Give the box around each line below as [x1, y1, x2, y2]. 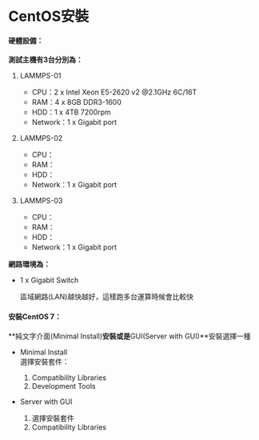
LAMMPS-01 [19, 71, 62, 81]
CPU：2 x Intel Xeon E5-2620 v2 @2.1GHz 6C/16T [31, 87, 197, 97]
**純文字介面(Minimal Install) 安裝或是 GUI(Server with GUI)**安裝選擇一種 [8, 331, 251, 341]
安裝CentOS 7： [8, 311, 62, 321]
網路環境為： [8, 259, 50, 269]
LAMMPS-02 [19, 134, 63, 143]
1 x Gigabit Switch [19, 275, 79, 285]
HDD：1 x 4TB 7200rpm [31, 107, 112, 117]
